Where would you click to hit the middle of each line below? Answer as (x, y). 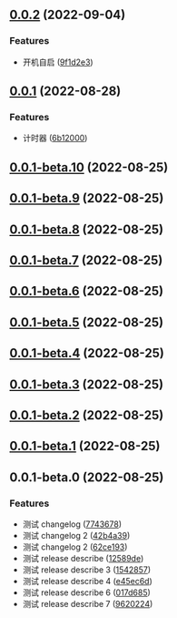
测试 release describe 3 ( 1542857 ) (87, 570)
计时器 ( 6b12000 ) (55, 138)
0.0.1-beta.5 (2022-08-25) (87, 322)
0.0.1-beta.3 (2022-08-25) (87, 384)
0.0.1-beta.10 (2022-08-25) (89, 167)
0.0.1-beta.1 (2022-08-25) (85, 446)
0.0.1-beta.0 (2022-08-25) (87, 477)
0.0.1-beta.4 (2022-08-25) (87, 353)
